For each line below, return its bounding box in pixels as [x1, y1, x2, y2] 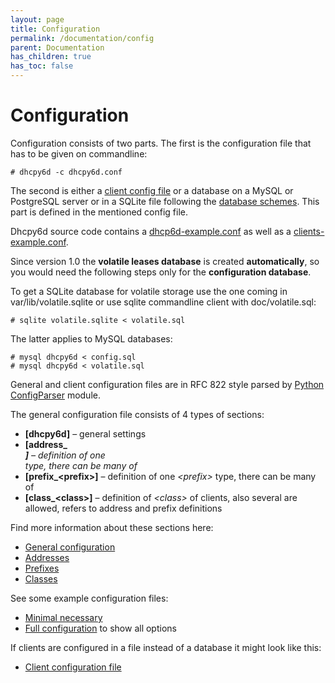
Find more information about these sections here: [10, 521, 214, 533]
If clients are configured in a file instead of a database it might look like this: [10, 641, 322, 653]
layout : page [10, 14, 65, 25]
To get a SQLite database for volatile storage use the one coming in [10, 285, 288, 297]
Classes [24, 572, 58, 585]
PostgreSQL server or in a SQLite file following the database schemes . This [10, 195, 320, 207]
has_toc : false [10, 61, 74, 71]
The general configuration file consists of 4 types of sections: [10, 408, 265, 420]
